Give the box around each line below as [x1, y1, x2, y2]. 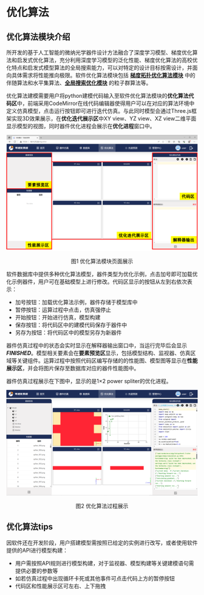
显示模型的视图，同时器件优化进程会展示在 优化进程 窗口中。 [6, 123, 155, 129]
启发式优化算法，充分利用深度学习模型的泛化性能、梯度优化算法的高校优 [16, 56, 198, 64]
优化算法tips [6, 522, 53, 532]
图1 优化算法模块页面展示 [70, 257, 134, 265]
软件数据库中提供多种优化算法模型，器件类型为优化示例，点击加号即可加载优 [6, 271, 198, 278]
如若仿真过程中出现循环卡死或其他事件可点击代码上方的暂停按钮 [15, 574, 175, 582]
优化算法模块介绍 [6, 32, 70, 42]
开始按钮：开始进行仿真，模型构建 [15, 314, 101, 321]
